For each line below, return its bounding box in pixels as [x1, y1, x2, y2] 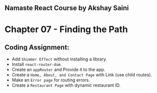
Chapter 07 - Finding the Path [4, 24, 128, 35]
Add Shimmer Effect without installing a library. [11, 56, 107, 62]
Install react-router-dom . [11, 62, 62, 67]
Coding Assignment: [4, 43, 70, 51]
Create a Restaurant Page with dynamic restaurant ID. [11, 82, 121, 88]
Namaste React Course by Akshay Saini [4, 4, 129, 12]
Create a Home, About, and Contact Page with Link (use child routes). [11, 72, 153, 78]
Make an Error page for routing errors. [11, 77, 90, 83]
